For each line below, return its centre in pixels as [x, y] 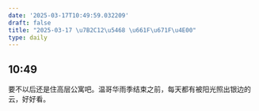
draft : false [30, 23]
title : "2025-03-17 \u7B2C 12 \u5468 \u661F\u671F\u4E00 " [102, 30]
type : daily [28, 37]
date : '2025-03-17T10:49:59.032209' [69, 15]
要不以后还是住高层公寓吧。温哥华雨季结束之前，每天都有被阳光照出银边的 [129, 89]
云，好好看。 [29, 99]
